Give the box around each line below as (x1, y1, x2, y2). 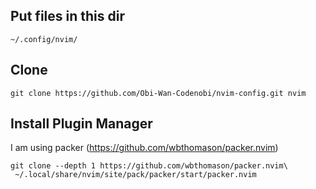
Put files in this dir (10, 8, 125, 25)
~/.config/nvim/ (10, 34, 78, 44)
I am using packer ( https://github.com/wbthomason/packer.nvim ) (10, 142, 279, 154)
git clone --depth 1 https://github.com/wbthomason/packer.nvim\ (10, 161, 288, 171)
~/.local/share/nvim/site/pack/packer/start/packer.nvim (14, 170, 257, 180)
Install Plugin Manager (10, 115, 153, 133)
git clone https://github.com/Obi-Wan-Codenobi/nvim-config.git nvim (10, 88, 307, 98)
